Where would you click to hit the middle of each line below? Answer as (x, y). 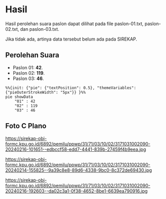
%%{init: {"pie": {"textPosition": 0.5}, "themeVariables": (71, 88)
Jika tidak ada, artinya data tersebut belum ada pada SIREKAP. (71, 39)
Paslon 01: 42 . (28, 67)
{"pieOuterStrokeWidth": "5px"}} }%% (46, 92)
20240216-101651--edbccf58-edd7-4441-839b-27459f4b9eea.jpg (76, 149)
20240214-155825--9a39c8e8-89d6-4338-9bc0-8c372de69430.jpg (79, 170)
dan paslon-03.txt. (40, 29)
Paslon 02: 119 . (29, 73)
